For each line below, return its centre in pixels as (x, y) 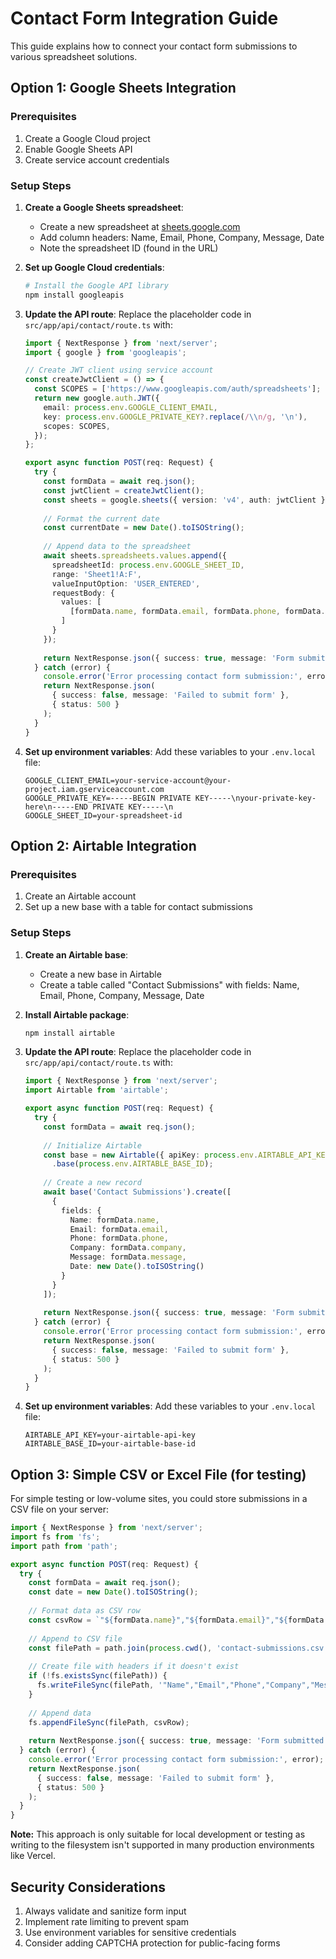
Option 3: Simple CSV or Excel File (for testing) (158, 1474)
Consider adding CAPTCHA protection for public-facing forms (152, 1943)
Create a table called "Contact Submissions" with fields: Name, (169, 984)
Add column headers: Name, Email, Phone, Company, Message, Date (182, 237)
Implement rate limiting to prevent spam (107, 1922)
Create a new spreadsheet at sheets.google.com (140, 226)
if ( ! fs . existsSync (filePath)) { (98, 1676)
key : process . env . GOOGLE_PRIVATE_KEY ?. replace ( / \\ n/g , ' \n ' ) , (175, 417)
